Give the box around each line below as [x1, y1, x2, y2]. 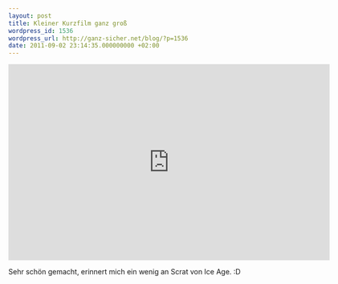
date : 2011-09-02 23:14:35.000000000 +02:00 [8, 42, 160, 50]
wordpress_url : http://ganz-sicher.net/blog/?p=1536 [8, 34, 189, 43]
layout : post [8, 11, 52, 20]
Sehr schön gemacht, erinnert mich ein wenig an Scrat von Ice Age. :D [8, 267, 241, 277]
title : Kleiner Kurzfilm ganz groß [8, 19, 128, 27]
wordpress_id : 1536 [8, 27, 74, 35]
